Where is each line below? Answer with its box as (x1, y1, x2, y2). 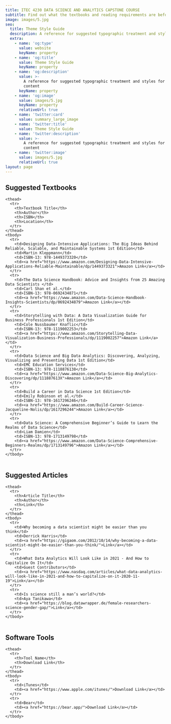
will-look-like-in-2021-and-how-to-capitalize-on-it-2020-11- (5, 574, 140, 579)
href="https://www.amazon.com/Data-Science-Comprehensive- (30, 438, 158, 444)
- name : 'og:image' (14, 93, 56, 98)
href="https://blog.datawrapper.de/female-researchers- (30, 601, 152, 606)
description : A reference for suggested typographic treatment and (10, 31, 156, 36)
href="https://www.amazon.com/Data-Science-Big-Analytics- (30, 371, 158, 376)
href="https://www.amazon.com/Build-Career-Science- (30, 402, 145, 408)
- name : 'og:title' (14, 55, 56, 60)
